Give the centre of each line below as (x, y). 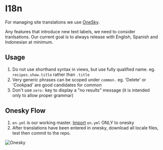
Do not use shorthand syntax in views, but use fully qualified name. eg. (84, 69)
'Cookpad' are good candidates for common (57, 85)
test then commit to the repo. (41, 133)
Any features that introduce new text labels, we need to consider (70, 31)
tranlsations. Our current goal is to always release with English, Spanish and (81, 37)
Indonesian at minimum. (29, 42)
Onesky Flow (25, 111)
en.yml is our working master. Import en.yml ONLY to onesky (73, 123)
